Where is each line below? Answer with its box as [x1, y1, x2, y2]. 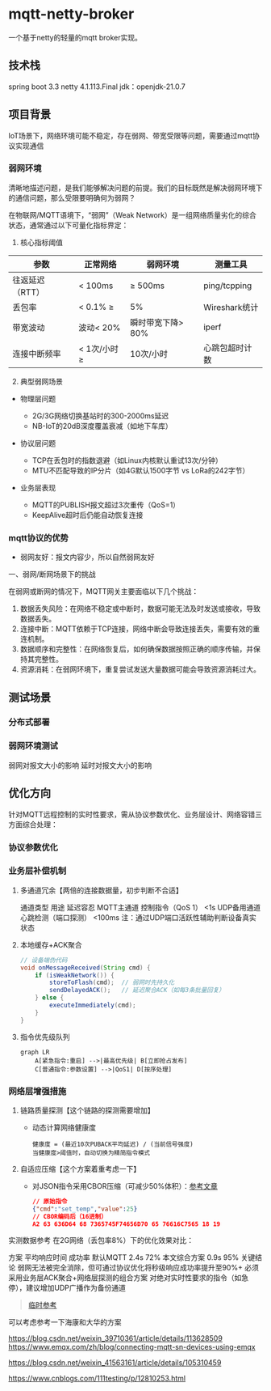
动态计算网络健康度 [31, 1122, 97, 1132]
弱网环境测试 [8, 740, 59, 752]
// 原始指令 [31, 1197, 68, 1206]
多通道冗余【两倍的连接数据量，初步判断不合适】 [19, 885, 183, 895]
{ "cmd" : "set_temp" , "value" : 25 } [31, 1205, 138, 1213]
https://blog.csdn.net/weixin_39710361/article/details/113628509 [8, 1334, 223, 1343]
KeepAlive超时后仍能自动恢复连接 [31, 510, 144, 520]
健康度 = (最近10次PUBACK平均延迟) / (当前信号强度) [31, 1140, 194, 1148]
